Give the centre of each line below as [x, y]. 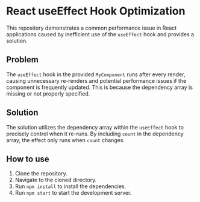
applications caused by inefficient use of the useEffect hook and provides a [100, 34]
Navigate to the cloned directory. [56, 180]
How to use [28, 159]
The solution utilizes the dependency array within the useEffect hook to [95, 127]
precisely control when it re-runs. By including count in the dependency [95, 134]
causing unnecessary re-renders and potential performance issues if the [96, 80]
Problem [23, 60]
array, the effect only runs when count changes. [66, 140]
